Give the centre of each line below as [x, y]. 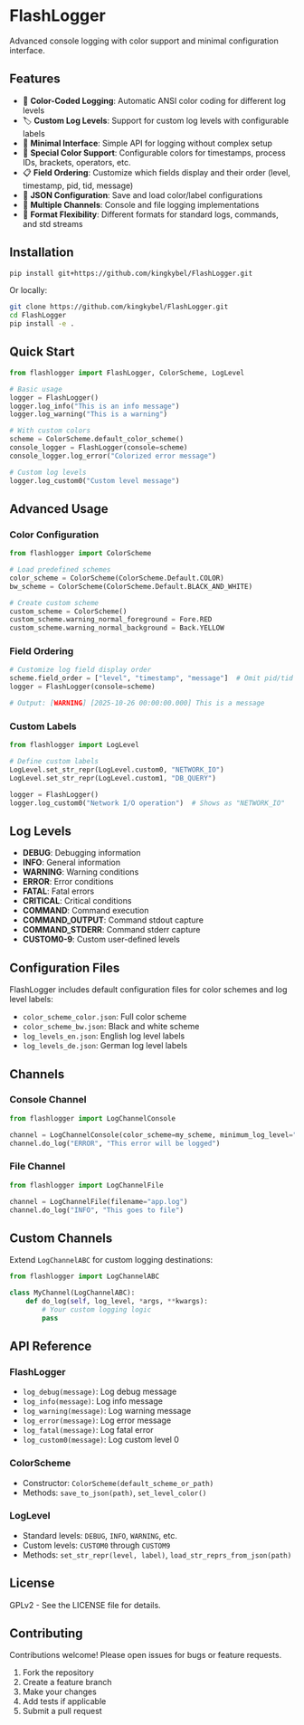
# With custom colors [50, 431]
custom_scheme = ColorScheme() [68, 611]
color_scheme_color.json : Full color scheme [104, 1017]
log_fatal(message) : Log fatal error [88, 1430]
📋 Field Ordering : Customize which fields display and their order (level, [157, 172]
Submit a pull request [62, 1711]
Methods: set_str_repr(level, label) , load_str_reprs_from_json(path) [157, 1554]
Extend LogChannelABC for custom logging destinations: [111, 1260]
